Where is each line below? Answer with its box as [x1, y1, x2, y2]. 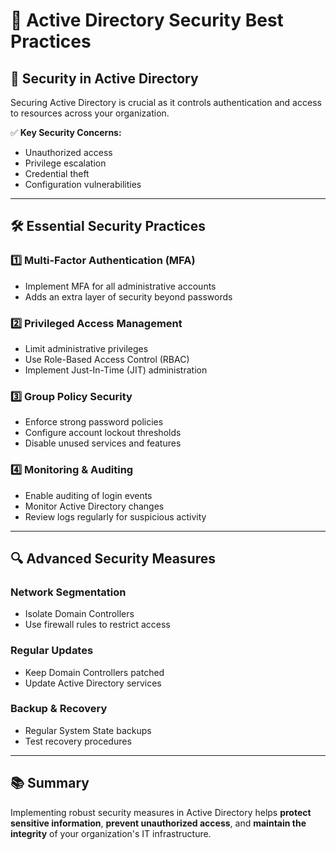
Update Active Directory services [24, 677, 162, 689]
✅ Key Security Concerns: [10, 127, 122, 138]
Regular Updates [10, 644, 94, 658]
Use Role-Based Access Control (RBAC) [24, 353, 190, 365]
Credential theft [24, 168, 90, 179]
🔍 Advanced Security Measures [10, 550, 217, 567]
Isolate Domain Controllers [24, 608, 135, 620]
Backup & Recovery [10, 702, 108, 716]
